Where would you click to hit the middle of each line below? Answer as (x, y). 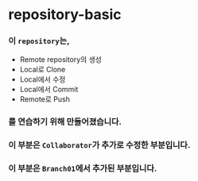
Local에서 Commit (49, 90)
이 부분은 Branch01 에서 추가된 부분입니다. (83, 168)
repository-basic (65, 15)
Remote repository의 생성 (60, 60)
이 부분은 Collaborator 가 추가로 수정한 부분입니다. (99, 145)
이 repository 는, (39, 41)
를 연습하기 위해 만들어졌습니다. (65, 122)
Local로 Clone (43, 70)
